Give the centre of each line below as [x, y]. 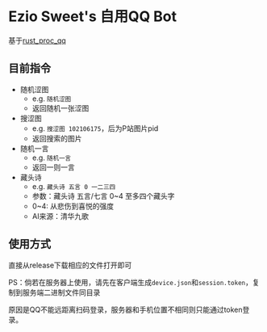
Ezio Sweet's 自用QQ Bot [93, 17]
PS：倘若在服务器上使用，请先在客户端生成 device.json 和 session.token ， [130, 282]
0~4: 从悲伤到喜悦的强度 [73, 206]
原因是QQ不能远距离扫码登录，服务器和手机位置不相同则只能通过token [126, 309]
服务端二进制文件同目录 [61, 292]
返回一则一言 [53, 167]
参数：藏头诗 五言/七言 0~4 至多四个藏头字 [103, 195]
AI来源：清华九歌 [60, 216]
